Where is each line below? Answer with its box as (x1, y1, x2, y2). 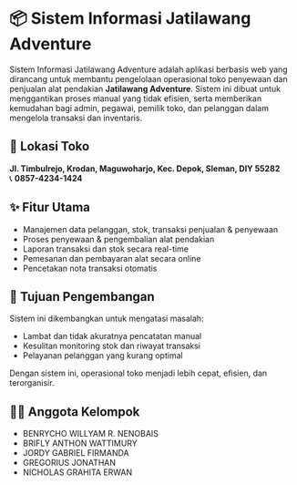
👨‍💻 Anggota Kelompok (9, 404, 140, 419)
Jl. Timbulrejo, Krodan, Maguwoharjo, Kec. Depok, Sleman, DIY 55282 (9, 162, 281, 174)
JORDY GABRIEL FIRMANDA (22, 448, 129, 459)
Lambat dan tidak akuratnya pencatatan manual (22, 331, 202, 342)
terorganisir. (9, 377, 55, 388)
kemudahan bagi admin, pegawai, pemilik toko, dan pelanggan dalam (9, 102, 269, 113)
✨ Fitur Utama (9, 200, 91, 215)
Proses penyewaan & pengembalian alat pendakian (22, 233, 215, 244)
